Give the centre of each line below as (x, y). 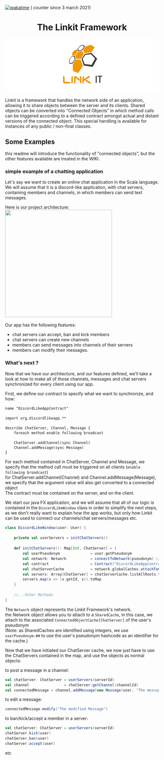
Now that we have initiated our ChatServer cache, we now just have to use (80, 650)
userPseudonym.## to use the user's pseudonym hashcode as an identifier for (82, 635)
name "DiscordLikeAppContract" (37, 408)
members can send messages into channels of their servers (72, 345)
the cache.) (17, 641)
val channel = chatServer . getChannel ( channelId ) (72, 685)
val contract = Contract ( (69, 564)
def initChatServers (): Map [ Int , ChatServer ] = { (65, 549)
